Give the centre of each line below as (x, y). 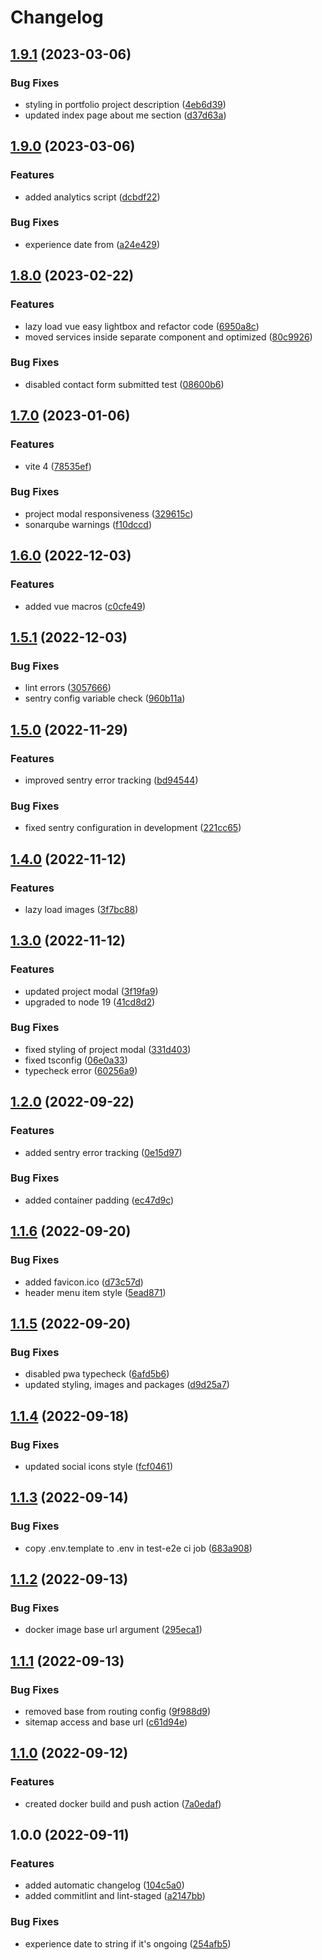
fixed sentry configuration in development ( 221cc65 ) (133, 828)
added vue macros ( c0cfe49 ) (85, 606)
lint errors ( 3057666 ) (68, 688)
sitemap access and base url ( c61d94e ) (106, 1722)
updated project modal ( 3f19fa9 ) (91, 991)
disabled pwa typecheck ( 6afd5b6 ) (97, 1374)
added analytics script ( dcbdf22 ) (92, 197)
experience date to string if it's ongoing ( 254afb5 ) (128, 1943)
